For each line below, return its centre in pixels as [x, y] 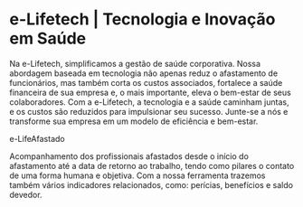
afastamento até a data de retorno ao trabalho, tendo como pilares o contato [152, 165]
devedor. [26, 194]
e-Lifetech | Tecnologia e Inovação [142, 19]
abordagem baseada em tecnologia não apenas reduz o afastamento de [144, 73]
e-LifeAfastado [37, 138]
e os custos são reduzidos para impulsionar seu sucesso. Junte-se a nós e [149, 111]
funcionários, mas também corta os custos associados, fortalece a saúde [146, 82]
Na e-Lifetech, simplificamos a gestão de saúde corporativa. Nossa [135, 63]
